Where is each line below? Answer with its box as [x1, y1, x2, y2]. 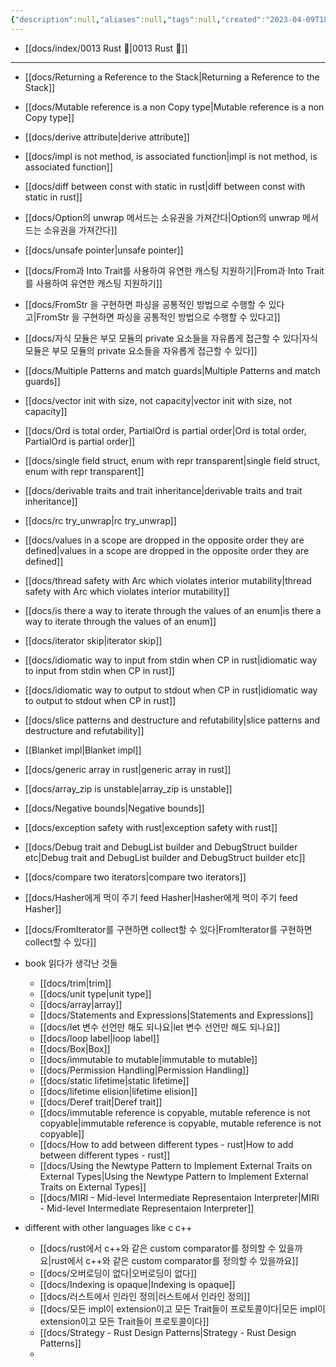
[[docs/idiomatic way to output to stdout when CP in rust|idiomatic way [24, 684, 318, 696]
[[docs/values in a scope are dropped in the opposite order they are [24, 534, 305, 546]
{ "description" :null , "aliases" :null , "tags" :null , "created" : [10, 14, 267, 25]
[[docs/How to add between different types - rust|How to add [39, 1138, 294, 1150]
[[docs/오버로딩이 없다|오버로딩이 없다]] [39, 1267, 198, 1279]
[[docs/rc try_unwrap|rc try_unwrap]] [24, 514, 177, 526]
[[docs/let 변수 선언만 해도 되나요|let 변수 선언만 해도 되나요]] [39, 1021, 281, 1033]
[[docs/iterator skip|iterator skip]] [24, 634, 163, 646]
